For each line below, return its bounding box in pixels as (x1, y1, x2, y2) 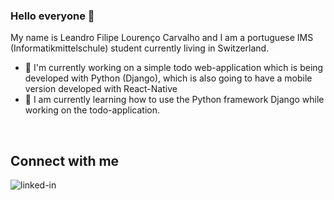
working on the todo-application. (24, 104, 161, 116)
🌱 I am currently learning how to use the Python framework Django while (24, 94, 325, 106)
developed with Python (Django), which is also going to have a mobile (24, 72, 313, 84)
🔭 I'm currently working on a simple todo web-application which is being (24, 62, 324, 74)
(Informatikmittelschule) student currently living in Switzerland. (10, 42, 270, 54)
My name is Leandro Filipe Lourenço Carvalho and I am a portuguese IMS (10, 32, 314, 44)
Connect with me (10, 152, 120, 169)
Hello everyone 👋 (10, 9, 95, 23)
